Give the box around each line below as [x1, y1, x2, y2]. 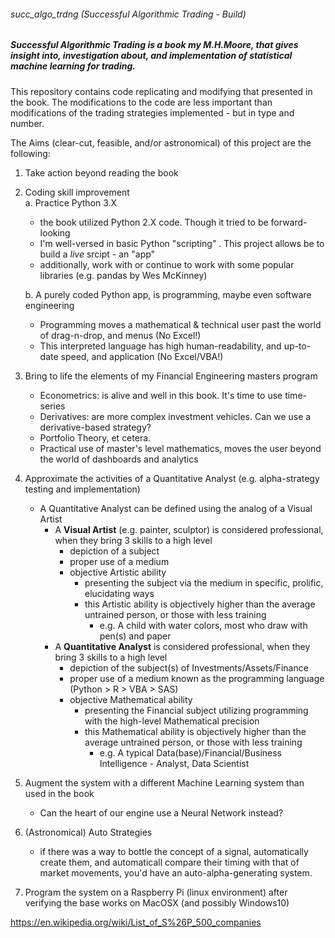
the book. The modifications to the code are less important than [10, 96, 273, 108]
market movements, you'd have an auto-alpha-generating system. [39, 866, 313, 879]
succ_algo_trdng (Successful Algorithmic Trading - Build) [10, 8, 247, 20]
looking [39, 226, 71, 239]
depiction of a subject [69, 545, 160, 557]
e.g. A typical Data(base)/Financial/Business [99, 746, 283, 759]
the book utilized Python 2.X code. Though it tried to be [39, 216, 269, 228]
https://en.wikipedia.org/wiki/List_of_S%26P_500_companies [10, 916, 262, 928]
